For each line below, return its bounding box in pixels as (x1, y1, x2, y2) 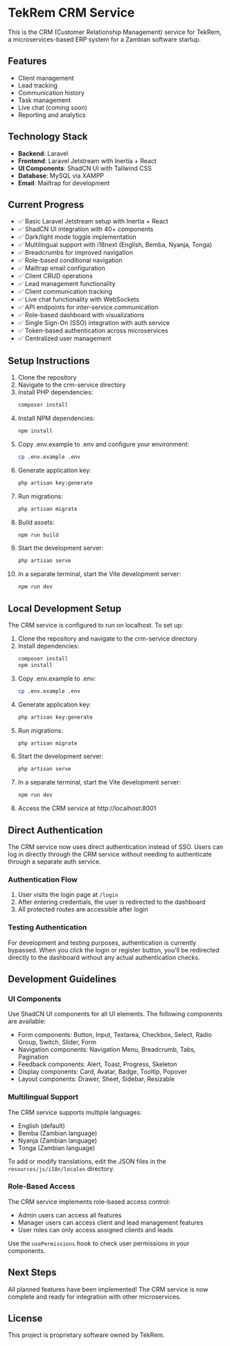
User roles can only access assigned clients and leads (17, 1225, 173, 1234)
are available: (8, 1017, 46, 1025)
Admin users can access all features (17, 1211, 122, 1219)
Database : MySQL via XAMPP (17, 171, 105, 180)
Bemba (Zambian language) (17, 1129, 98, 1137)
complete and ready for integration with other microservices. (8, 1293, 182, 1301)
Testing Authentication (8, 923, 87, 932)
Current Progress (8, 199, 85, 210)
